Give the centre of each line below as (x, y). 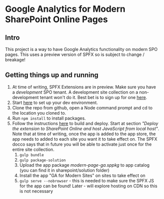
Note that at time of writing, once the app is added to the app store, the (84, 134)
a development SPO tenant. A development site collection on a (75, 92)
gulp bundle (32, 155)
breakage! (15, 60)
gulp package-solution (43, 160)
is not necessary (36, 191)
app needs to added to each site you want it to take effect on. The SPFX (85, 139)
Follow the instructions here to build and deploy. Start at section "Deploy (85, 123)
